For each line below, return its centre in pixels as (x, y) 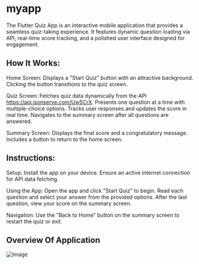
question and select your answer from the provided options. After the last (97, 197)
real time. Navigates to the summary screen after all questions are (88, 115)
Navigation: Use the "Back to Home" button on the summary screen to (93, 215)
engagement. (22, 44)
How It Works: (33, 63)
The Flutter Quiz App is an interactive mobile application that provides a (94, 25)
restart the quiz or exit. (34, 221)
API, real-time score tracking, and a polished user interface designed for (95, 38)
